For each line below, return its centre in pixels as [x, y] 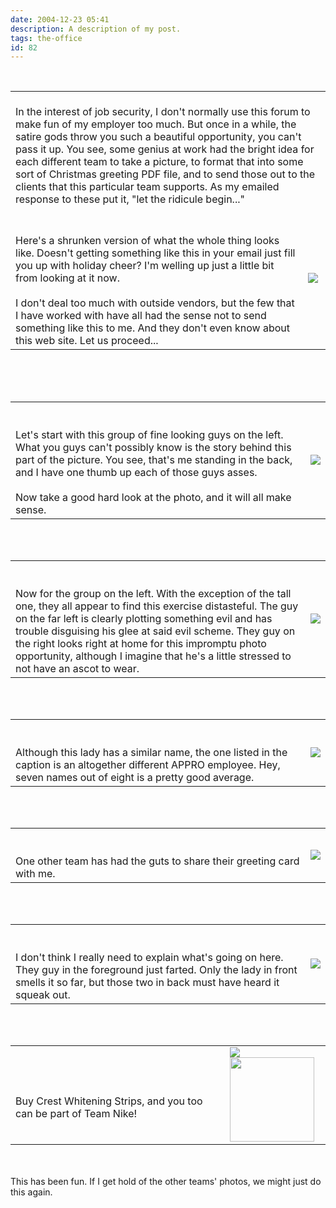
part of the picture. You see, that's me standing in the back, [154, 460]
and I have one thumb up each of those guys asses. [136, 473]
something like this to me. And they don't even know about [153, 328]
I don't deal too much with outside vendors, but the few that [155, 303]
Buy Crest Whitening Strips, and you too [109, 1101]
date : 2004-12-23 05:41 [60, 19]
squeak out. [43, 995]
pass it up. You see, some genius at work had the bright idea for [165, 149]
